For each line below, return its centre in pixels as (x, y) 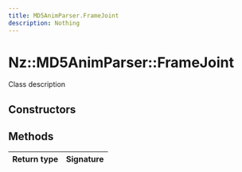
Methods (31, 137)
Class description (37, 84)
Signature (85, 158)
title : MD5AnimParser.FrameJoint (64, 16)
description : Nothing (44, 23)
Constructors (42, 109)
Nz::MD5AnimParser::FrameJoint (121, 63)
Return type (35, 158)
